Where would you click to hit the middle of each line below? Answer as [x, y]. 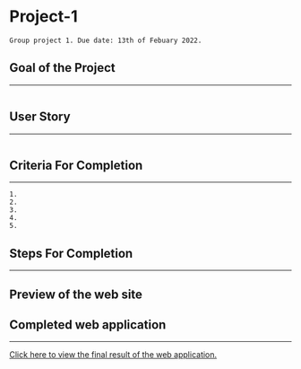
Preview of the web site [76, 294]
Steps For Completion [71, 253]
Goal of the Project [62, 68]
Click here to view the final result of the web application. [113, 355]
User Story [40, 117]
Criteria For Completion [76, 165]
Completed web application [88, 325]
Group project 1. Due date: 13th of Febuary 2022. [106, 40]
